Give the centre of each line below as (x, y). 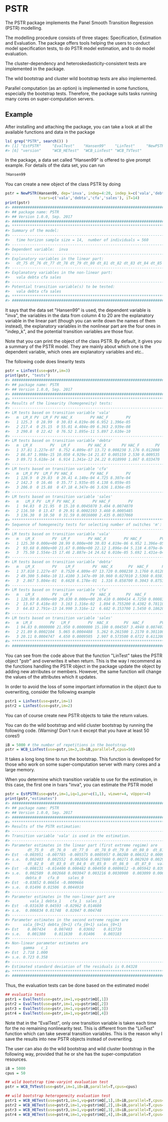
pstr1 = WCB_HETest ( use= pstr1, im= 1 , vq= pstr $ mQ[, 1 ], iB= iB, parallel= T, (79, 1100)
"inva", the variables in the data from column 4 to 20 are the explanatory (79, 315)
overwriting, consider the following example (50, 692)
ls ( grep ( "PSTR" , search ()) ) (37, 141)
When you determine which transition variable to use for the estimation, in (81, 779)
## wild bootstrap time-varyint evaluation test (57, 1082)
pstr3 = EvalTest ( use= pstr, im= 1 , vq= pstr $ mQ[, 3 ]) (57, 1009)
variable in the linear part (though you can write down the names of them (80, 321)
